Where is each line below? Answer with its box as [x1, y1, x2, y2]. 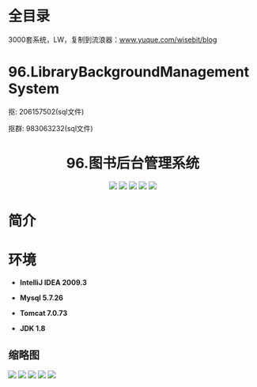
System [8, 80, 60, 98]
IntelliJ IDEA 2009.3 [19, 277, 87, 287]
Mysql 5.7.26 [19, 293, 63, 302]
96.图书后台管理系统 [66, 155, 200, 172]
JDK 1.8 [19, 323, 46, 333]
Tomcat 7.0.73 [19, 308, 68, 317]
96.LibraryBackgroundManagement [8, 63, 250, 81]
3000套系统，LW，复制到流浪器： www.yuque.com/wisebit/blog [8, 35, 217, 44]
